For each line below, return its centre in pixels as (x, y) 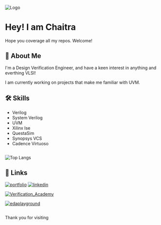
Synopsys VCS (27, 138)
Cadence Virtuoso (30, 143)
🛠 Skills (18, 98)
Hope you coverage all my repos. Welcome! (49, 40)
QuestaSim (23, 133)
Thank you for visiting (27, 218)
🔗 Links (16, 173)
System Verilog (27, 117)
